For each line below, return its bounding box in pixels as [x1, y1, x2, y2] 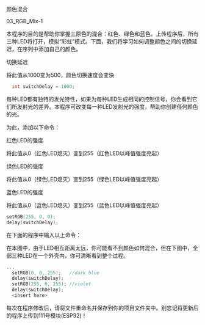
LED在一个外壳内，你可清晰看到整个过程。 [22, 252, 129, 259]
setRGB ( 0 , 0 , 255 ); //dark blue [12, 269, 99, 276]
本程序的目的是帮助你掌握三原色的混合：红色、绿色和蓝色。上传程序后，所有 [6, 30, 199, 37]
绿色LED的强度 [6, 162, 44, 170]
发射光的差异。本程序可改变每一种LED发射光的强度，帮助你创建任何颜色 [16, 103, 198, 110]
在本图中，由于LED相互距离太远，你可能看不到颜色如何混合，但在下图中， [6, 244, 193, 252]
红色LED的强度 [6, 136, 44, 144]
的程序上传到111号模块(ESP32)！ [6, 312, 87, 319]
